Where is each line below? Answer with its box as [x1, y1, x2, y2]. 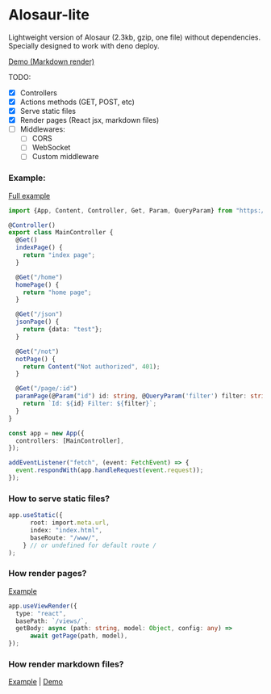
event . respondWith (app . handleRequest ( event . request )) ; [15, 466, 204, 474]
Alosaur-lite [8, 6, 90, 24]
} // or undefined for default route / [23, 541, 157, 549]
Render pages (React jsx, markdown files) [19, 116, 160, 125]
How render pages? [8, 568, 87, 579]
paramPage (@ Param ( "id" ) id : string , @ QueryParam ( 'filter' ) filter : [15, 392, 248, 401]
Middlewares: [19, 124, 66, 134]
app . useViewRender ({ [8, 602, 78, 610]
